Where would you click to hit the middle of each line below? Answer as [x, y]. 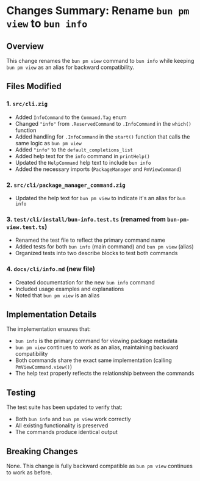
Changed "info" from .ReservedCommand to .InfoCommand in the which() [103, 123]
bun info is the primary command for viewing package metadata [96, 341]
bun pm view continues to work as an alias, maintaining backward [97, 347]
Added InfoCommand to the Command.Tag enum [71, 117]
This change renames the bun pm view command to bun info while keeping [100, 61]
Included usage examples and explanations [70, 289]
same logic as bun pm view [48, 143]
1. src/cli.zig [27, 104]
